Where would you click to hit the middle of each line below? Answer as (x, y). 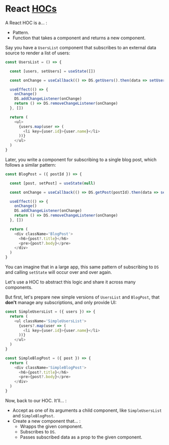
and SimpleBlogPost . (33, 415)
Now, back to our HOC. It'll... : (36, 400)
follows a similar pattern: (31, 165)
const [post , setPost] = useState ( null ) (53, 183)
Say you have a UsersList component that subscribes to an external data (81, 47)
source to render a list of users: (38, 53)
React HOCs (31, 9)
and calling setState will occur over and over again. (59, 272)
